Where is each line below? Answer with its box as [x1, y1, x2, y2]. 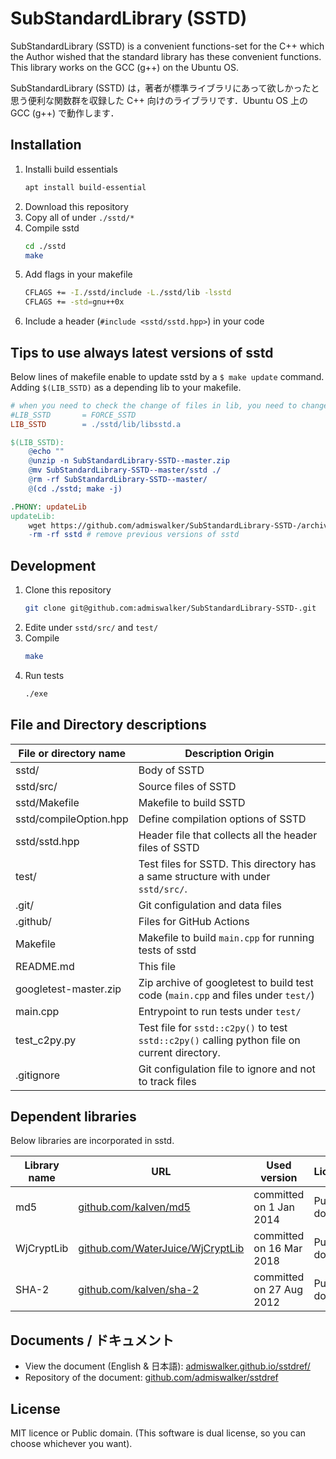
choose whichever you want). [10, 1438, 133, 1449]
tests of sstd [138, 943, 197, 957]
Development [10, 557, 97, 574]
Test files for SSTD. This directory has [138, 857, 317, 871]
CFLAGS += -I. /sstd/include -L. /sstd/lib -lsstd [24, 288, 232, 298]
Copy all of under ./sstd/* [24, 211, 135, 223]
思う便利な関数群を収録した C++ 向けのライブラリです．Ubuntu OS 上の [10, 94, 309, 106]
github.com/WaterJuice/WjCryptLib [78, 1242, 245, 1256]
